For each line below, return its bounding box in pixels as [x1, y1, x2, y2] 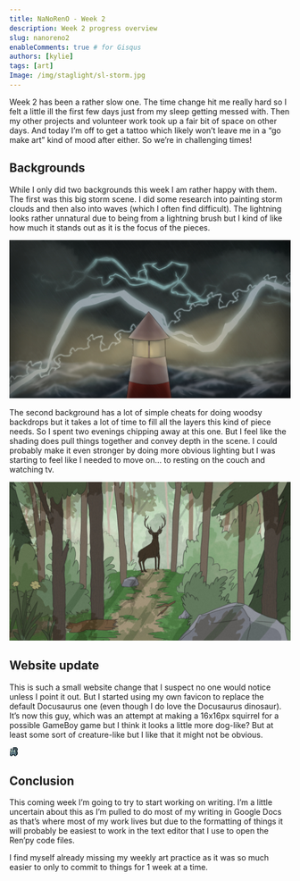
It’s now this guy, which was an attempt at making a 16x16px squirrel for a [9, 710, 279, 721]
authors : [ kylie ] [9, 52, 74, 62]
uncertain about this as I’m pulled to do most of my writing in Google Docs [9, 807, 282, 818]
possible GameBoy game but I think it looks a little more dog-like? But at [9, 719, 274, 730]
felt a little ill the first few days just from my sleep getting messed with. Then [9, 105, 290, 116]
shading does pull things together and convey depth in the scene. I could [9, 436, 278, 447]
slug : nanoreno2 [9, 33, 70, 42]
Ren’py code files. [9, 835, 76, 846]
